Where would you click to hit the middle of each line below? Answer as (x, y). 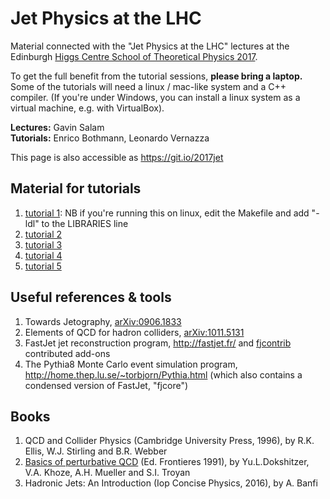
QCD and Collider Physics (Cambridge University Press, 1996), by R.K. (169, 441)
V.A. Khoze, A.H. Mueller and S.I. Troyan (107, 473)
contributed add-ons (67, 353)
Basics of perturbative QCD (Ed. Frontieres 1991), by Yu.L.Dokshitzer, (167, 462)
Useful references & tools (91, 297)
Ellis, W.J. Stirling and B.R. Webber (96, 451)
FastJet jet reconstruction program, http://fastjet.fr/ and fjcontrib (158, 343)
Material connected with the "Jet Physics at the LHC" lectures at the (150, 46)
